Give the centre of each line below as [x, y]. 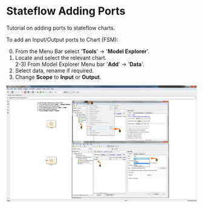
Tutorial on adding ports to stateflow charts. [61, 28]
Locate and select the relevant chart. [61, 57]
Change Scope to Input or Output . [58, 77]
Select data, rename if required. [54, 70]
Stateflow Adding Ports [66, 11]
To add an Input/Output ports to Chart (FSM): [63, 39]
